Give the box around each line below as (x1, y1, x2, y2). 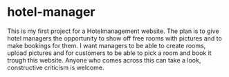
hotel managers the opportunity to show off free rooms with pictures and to (7, 34, 223, 42)
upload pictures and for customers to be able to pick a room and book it (7, 49, 212, 57)
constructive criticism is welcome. (7, 63, 104, 71)
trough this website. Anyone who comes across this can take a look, (7, 56, 201, 64)
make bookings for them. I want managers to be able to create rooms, (7, 41, 206, 49)
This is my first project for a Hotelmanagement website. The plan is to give (7, 27, 219, 35)
